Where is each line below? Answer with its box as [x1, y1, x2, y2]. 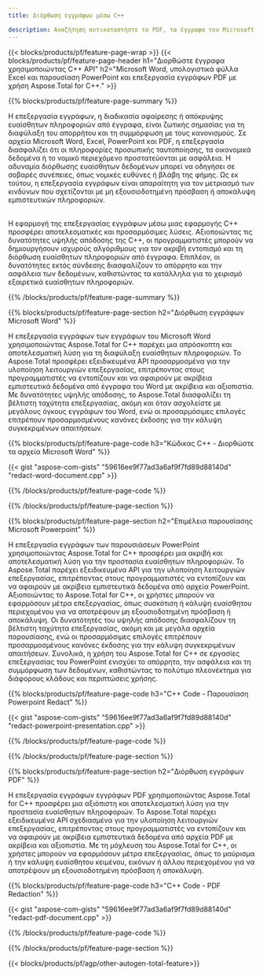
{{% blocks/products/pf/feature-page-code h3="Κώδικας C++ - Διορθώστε [8, 438, 254, 448]
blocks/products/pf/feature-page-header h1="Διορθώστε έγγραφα [8, 56, 225, 65]
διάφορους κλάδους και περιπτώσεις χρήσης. [8, 674, 159, 683]
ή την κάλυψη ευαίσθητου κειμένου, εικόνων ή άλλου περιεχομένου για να [8, 857, 255, 867]
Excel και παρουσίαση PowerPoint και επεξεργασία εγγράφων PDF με [8, 72, 237, 82]
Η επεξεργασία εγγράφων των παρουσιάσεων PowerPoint [8, 540, 199, 549]
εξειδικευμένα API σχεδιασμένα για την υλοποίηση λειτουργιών [8, 815, 218, 825]
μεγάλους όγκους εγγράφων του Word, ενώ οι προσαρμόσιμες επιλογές [8, 406, 246, 416]
